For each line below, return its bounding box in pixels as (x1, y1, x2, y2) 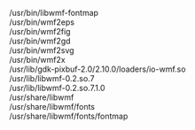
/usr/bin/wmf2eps (9, 17, 75, 27)
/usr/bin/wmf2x (9, 55, 66, 65)
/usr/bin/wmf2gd (9, 35, 71, 46)
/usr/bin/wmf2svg (9, 45, 74, 56)
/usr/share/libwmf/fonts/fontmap (9, 111, 129, 121)
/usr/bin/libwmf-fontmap (9, 8, 99, 18)
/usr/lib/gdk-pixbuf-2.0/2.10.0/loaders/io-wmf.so (9, 64, 186, 74)
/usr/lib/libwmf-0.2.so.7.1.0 (9, 83, 105, 93)
